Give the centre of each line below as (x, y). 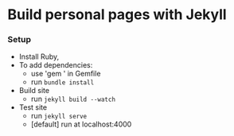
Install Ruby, (39, 56)
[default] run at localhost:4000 (81, 124)
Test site (33, 107)
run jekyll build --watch (73, 99)
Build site (34, 91)
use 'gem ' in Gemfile (66, 74)
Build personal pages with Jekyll (117, 15)
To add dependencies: (56, 65)
